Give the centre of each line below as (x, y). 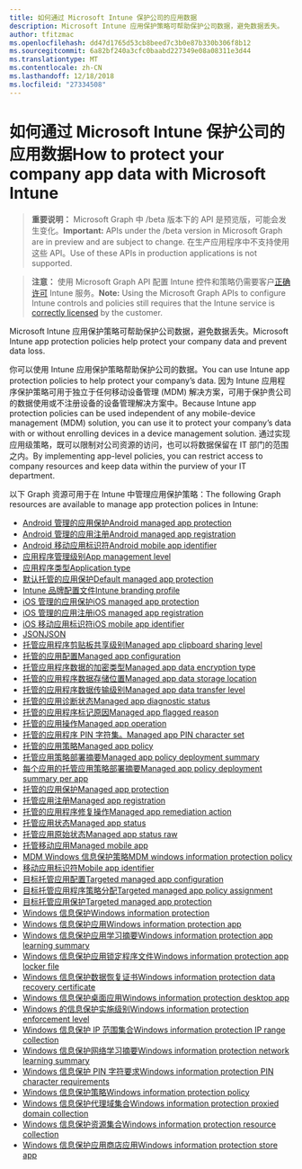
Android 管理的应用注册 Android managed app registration (129, 534)
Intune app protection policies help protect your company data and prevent (148, 341)
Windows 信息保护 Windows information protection (115, 913)
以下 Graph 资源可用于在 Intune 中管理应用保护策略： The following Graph (145, 494)
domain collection (55, 1113)
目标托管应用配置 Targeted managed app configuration (123, 879)
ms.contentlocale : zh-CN (56, 68)
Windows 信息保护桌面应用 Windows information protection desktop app (156, 997)
